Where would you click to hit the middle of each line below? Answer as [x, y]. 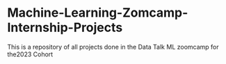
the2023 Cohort [30, 54]
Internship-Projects [65, 27]
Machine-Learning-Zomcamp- [98, 13]
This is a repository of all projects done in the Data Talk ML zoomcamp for [113, 47]
